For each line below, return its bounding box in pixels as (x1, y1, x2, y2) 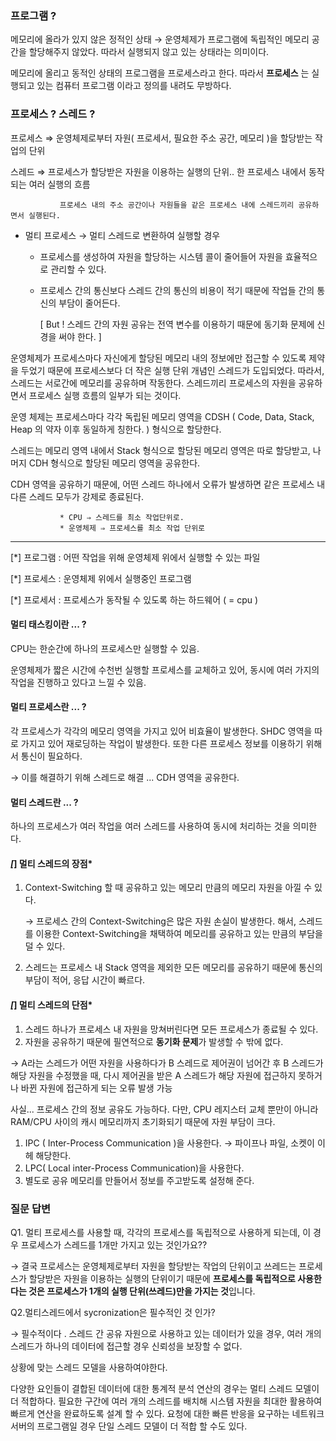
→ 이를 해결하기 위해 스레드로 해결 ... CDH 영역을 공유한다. (10, 772, 240, 783)
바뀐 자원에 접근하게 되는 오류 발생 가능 (20, 1082, 173, 1094)
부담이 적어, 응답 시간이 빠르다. (24, 974, 146, 986)
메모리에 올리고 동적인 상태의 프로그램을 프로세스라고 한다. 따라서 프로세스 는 (10, 67, 310, 79)
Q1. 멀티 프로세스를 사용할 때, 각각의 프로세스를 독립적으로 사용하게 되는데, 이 (10, 1226, 312, 1238)
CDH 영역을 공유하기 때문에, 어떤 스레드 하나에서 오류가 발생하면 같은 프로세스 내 (10, 478, 326, 490)
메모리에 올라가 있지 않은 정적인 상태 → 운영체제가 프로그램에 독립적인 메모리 (10, 33, 310, 46)
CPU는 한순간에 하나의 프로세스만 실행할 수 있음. (10, 642, 200, 654)
